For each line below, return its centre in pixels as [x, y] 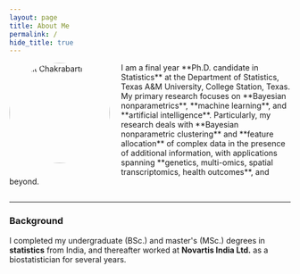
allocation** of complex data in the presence [203, 144]
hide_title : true [42, 42]
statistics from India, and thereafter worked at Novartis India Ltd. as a [139, 250]
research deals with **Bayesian [180, 125]
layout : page [33, 17]
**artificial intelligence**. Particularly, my [196, 115]
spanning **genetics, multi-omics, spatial [197, 162]
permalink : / [33, 34]
